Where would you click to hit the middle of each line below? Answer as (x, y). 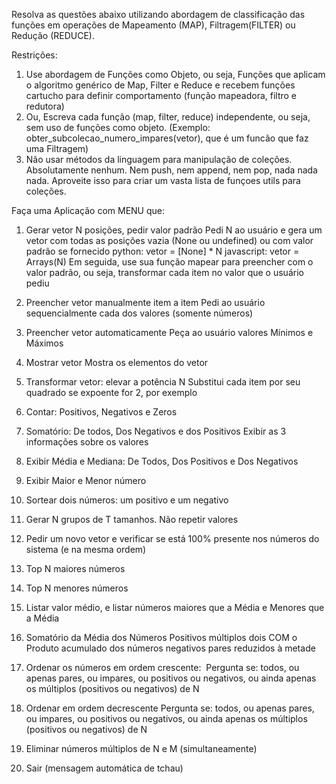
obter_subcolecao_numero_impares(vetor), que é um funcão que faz (167, 138)
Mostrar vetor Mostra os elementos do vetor (117, 362)
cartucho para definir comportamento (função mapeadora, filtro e (161, 95)
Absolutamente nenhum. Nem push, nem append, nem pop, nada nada (171, 170)
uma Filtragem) (57, 148)
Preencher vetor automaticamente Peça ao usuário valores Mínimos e (169, 332)
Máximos (44, 343)
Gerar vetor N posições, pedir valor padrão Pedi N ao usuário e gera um (174, 230)
